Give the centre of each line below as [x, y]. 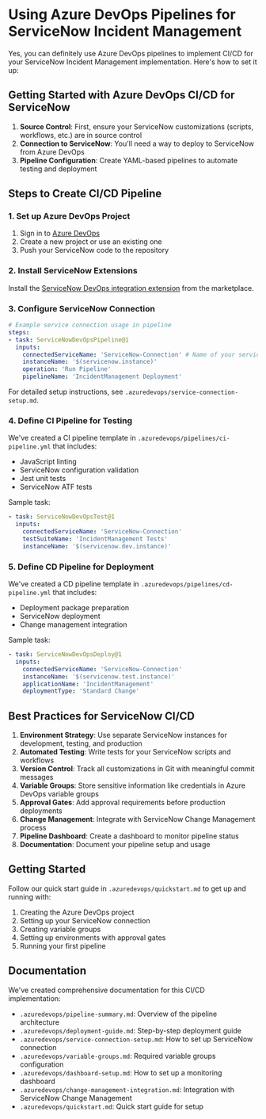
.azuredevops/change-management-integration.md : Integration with [127, 1089]
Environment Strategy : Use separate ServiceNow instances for [123, 735]
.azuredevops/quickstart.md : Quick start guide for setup [112, 1106]
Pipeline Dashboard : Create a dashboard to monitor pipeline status [129, 836]
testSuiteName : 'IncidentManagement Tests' [95, 539]
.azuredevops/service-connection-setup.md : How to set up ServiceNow [136, 1039]
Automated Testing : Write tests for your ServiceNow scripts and [125, 752]
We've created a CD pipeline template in [74, 584]
